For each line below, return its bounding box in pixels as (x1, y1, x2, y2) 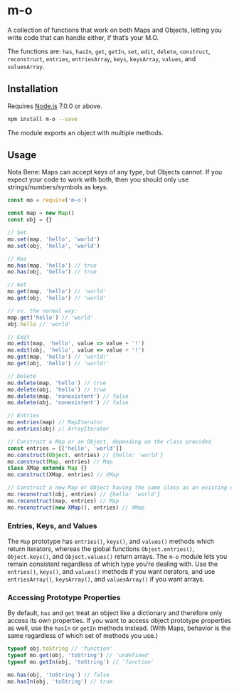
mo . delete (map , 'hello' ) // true (7, 379, 107, 387)
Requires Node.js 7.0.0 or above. (7, 102, 102, 110)
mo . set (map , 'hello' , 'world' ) (7, 236, 100, 243)
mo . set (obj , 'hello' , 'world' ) (7, 242, 100, 249)
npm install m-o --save (7, 115, 78, 122)
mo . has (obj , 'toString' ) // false (7, 671, 110, 678)
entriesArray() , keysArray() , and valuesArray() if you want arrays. (7, 575, 205, 583)
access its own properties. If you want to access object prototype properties (7, 617, 232, 625)
